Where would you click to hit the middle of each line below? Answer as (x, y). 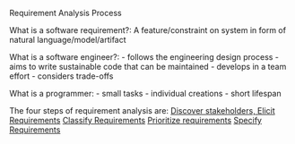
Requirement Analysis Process (66, 13)
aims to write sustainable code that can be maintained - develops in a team (148, 67)
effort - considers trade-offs (61, 76)
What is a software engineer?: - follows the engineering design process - (144, 57)
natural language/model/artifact (68, 40)
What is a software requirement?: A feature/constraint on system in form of (148, 30)
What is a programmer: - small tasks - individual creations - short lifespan (145, 93)
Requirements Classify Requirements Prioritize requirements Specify (136, 120)
